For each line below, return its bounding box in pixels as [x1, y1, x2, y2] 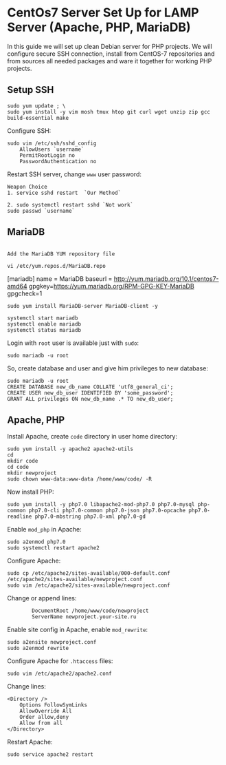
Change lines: [7, 682, 46, 691]
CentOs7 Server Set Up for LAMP [7, 5, 199, 21]
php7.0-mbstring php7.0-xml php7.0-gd [34, 513, 146, 521]
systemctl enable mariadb [7, 320, 81, 328]
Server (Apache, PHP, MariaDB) [7, 19, 191, 35]
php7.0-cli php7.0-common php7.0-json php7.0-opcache [28, 507, 186, 514]
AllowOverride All [19, 708, 72, 715]
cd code [7, 463, 30, 471]
